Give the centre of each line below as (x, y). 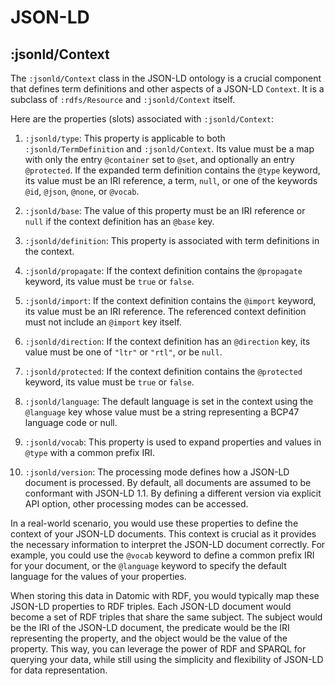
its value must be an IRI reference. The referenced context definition (165, 311)
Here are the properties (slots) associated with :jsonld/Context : (142, 119)
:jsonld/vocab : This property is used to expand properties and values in (173, 442)
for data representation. (59, 670)
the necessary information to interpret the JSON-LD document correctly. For (168, 544)
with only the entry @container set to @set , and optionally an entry (159, 159)
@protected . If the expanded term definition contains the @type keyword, (172, 170)
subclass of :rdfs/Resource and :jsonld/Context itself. (123, 99)
